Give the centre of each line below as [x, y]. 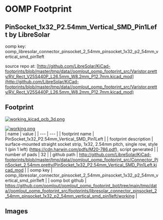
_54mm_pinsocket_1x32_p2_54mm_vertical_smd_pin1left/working [70, 196]
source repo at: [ [22, 66]
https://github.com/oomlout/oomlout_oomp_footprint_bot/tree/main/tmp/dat [81, 185]
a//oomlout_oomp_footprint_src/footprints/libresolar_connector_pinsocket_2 [81, 191]
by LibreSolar [29, 34]
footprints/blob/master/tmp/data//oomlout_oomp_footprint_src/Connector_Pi [82, 160]
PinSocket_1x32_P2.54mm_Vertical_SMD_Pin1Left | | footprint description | [79, 139]
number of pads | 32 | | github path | [42, 154]
